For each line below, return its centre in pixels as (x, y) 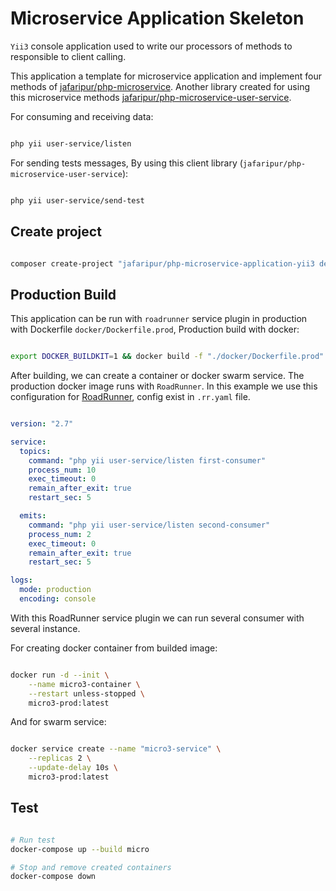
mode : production (55, 590)
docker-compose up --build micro (80, 849)
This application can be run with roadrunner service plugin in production (159, 319)
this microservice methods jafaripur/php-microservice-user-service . (151, 97)
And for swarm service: (58, 722)
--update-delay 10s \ (73, 768)
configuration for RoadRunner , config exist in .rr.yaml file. (130, 397)
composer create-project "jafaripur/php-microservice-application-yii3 (162, 263)
